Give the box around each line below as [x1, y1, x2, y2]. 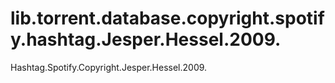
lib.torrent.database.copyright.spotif [10, 7, 325, 30]
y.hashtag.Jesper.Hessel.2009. [10, 28, 282, 51]
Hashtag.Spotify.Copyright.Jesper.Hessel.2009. [10, 61, 208, 73]
